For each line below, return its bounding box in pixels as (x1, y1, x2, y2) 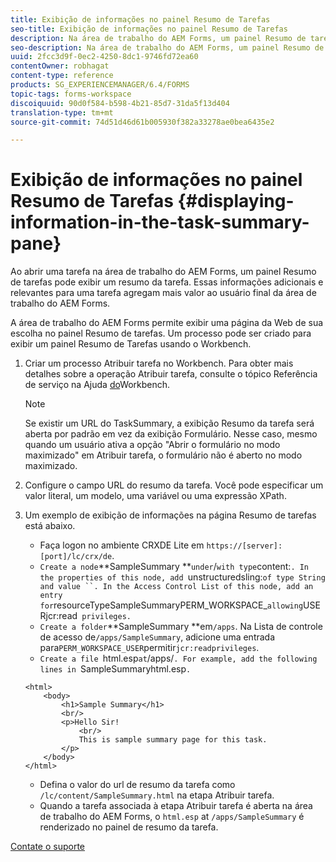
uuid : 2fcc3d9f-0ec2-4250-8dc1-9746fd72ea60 (10, 52, 199, 62)
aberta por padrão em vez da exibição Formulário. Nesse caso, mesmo (24, 428, 318, 440)
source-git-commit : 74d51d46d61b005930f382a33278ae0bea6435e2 (10, 117, 275, 127)
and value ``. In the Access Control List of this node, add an (39, 582, 314, 592)
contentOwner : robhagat (10, 61, 110, 71)
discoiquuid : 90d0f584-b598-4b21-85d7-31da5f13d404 (10, 98, 230, 108)
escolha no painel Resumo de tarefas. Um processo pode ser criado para (10, 327, 312, 340)
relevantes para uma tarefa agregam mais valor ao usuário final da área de (10, 287, 317, 299)
